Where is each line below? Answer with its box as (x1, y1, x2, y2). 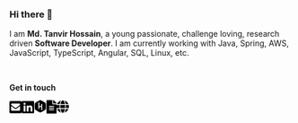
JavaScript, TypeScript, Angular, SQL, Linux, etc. (9, 48, 189, 58)
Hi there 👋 (9, 8, 54, 21)
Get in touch (9, 83, 57, 93)
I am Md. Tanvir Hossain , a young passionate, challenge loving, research (9, 29, 280, 40)
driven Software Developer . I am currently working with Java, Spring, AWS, (9, 38, 290, 48)
